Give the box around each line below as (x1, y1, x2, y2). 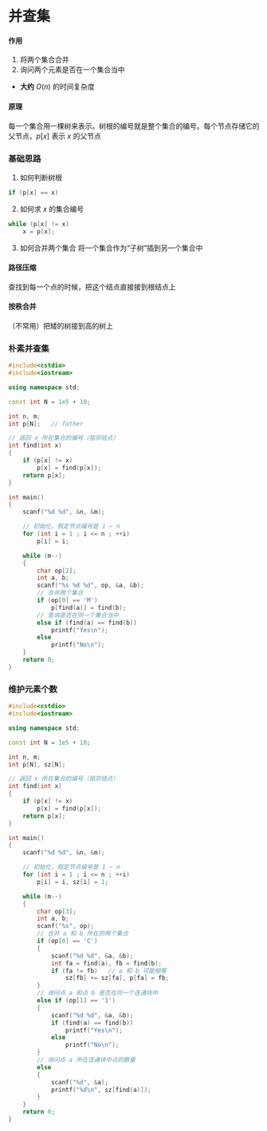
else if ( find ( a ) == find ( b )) (37, 619, 137, 627)
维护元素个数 (8, 683, 58, 695)
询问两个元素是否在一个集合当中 (19, 65, 125, 74)
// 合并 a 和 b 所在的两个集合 (37, 930, 129, 938)
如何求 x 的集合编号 (19, 204, 84, 213)
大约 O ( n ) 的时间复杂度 (19, 82, 95, 92)
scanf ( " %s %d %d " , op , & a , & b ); (37, 581, 145, 590)
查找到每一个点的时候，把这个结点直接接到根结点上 (8, 281, 176, 292)
